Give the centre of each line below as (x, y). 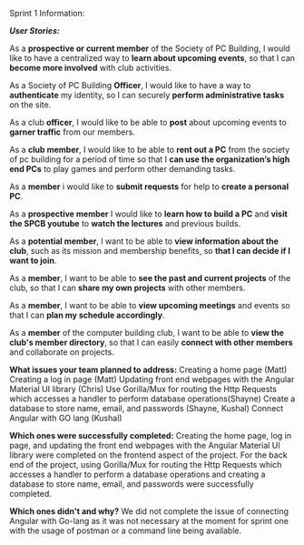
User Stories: (35, 30)
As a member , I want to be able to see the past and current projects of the (150, 278)
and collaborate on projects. (62, 352)
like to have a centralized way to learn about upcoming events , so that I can (152, 58)
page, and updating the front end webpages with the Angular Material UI (145, 445)
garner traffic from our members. (73, 132)
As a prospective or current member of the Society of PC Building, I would (150, 48)
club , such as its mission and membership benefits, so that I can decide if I (150, 251)
